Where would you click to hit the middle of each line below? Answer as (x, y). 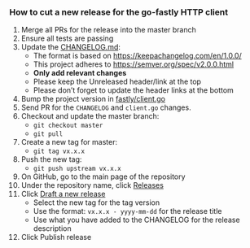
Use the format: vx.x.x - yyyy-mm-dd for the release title (127, 211)
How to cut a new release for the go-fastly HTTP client (119, 12)
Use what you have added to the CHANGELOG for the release (136, 220)
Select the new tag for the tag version (96, 202)
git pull (48, 134)
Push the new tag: (51, 159)
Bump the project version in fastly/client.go (93, 99)
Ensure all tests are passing (67, 38)
